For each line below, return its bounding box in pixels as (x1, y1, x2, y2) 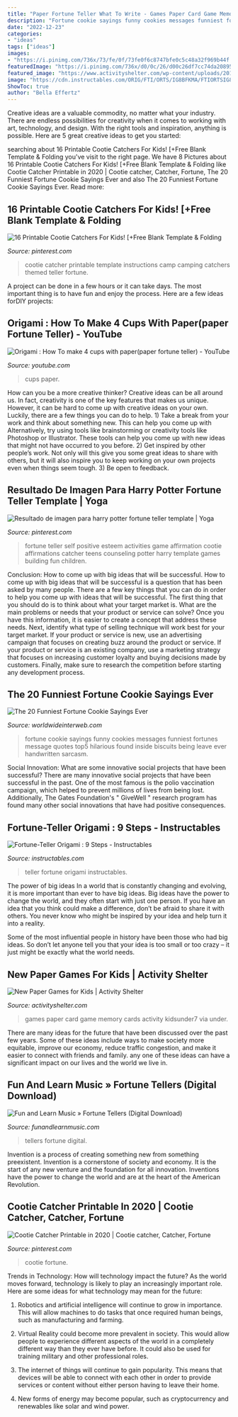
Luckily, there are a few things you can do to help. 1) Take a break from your (7, 411, 229, 419)
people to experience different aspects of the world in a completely (17, 1336, 215, 1345)
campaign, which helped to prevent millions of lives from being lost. (7, 786, 205, 795)
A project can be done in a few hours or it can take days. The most (7, 281, 202, 290)
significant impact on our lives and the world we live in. (7, 1059, 168, 1066)
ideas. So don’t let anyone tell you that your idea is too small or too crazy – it (7, 940, 230, 949)
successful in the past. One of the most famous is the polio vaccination (7, 778, 215, 787)
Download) (7, 1090, 57, 1102)
